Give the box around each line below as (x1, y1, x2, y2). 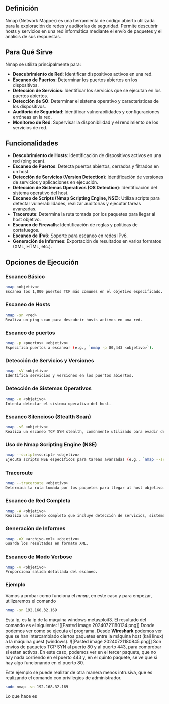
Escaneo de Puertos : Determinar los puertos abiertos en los (12, 76, 137, 83)
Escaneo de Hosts (5, 301, 50, 308)
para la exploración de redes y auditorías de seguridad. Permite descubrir (5, 23, 158, 29)
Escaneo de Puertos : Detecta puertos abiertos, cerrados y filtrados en (12, 163, 159, 169)
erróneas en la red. (12, 114, 52, 120)
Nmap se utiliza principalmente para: (5, 61, 81, 67)
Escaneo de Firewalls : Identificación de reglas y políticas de (12, 222, 138, 228)
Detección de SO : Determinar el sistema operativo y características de (12, 98, 159, 104)
